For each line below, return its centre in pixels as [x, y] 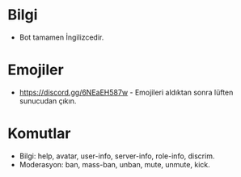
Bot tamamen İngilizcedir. [61, 37]
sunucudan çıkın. [48, 101]
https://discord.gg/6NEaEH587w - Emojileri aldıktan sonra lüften [126, 92]
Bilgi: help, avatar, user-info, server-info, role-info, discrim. [117, 156]
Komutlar [39, 134]
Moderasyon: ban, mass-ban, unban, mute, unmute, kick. [115, 164]
